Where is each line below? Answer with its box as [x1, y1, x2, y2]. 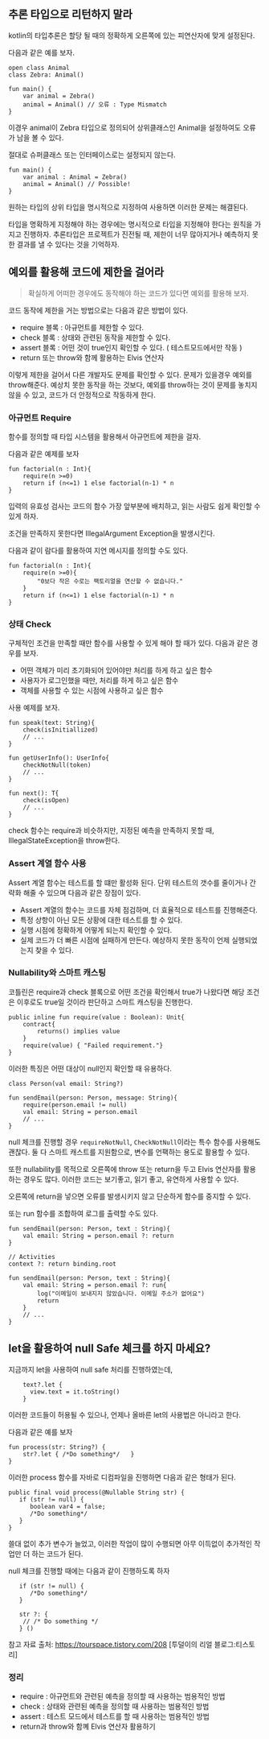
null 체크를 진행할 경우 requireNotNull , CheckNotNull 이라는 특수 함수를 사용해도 [8, 1137, 261, 1146]
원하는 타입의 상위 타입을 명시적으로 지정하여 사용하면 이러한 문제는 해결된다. [8, 202, 249, 212]
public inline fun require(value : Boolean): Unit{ [8, 1013, 185, 1021]
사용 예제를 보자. [8, 703, 60, 713]
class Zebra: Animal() [8, 71, 84, 79]
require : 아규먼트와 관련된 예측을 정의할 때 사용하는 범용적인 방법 [19, 1691, 226, 1701]
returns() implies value [37, 1027, 120, 1035]
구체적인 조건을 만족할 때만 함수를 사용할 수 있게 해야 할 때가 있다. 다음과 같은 [8, 639, 251, 648]
